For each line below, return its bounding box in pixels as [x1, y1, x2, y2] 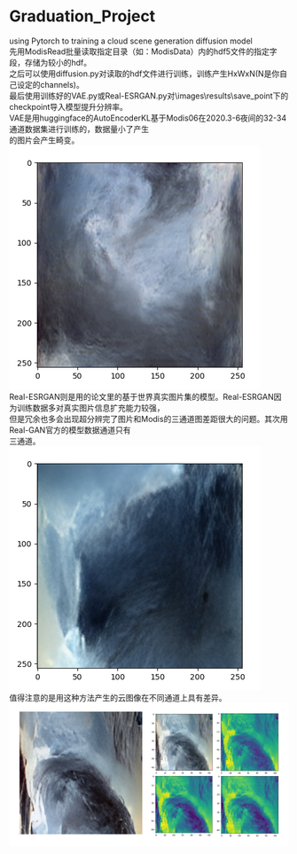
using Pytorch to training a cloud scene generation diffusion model [9, 35, 253, 46]
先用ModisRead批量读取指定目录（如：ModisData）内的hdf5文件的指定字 [9, 46, 277, 57]
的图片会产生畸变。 [9, 135, 80, 145]
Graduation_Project [9, 6, 156, 27]
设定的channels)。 [16, 79, 84, 90]
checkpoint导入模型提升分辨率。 [9, 101, 129, 112]
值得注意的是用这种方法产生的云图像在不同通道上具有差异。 [9, 692, 227, 702]
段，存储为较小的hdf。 [9, 57, 92, 67]
